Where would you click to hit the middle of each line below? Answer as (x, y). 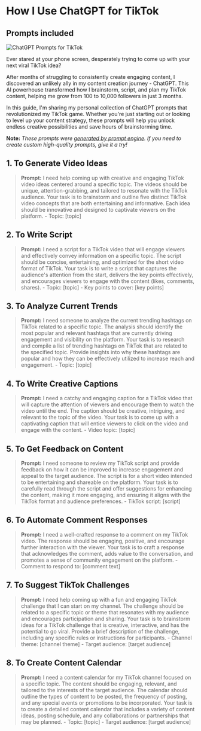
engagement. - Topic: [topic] (56, 365)
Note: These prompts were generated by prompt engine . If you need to (94, 138)
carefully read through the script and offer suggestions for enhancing (106, 489)
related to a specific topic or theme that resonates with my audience (105, 612)
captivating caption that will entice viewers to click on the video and (104, 424)
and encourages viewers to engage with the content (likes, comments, (107, 281)
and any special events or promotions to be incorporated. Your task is (106, 703)
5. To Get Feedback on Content (65, 449)
